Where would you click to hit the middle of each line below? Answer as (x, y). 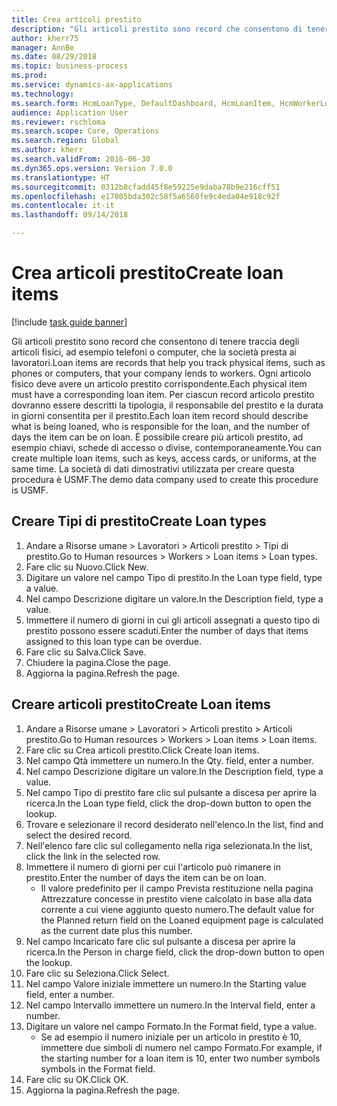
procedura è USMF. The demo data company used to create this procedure (165, 479)
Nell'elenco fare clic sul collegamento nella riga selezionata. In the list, (169, 845)
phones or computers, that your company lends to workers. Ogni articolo (161, 373)
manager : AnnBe (43, 47)
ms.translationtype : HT (61, 177)
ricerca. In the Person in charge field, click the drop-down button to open (175, 952)
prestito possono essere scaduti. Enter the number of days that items (167, 630)
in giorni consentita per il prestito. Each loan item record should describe (160, 415)
